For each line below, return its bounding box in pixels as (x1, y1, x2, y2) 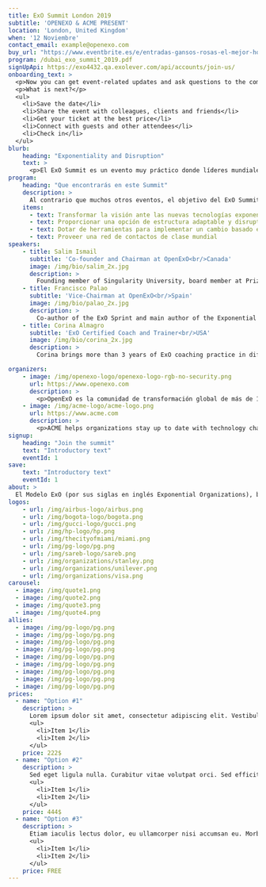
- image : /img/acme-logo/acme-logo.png (22, 402, 154, 410)
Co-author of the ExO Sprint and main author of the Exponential (36, 314, 257, 322)
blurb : (8, 144, 30, 152)
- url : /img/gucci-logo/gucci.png (22, 520, 136, 528)
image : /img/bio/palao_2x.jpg (28, 299, 129, 307)
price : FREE (22, 866, 62, 875)
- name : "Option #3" (15, 815, 83, 824)
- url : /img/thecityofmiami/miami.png (22, 535, 150, 543)
